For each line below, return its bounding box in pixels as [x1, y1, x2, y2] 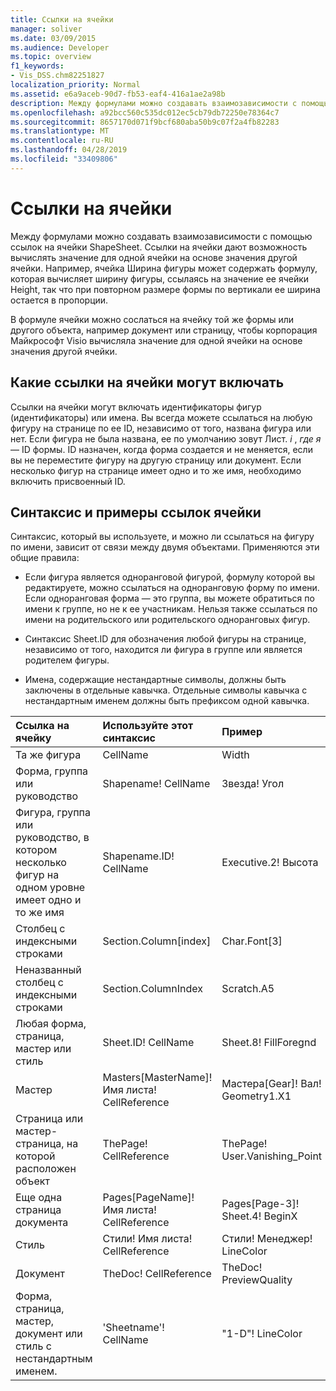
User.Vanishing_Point [221, 1149, 323, 1163]
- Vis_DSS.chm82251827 [10, 71, 105, 81]
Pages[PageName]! [102, 1191, 195, 1205]
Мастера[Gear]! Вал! [221, 1077, 322, 1091]
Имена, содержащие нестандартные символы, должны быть [24, 674, 287, 686]
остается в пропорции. [10, 294, 109, 306]
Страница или [15, 1112, 84, 1126]
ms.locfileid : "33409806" [10, 154, 118, 164]
